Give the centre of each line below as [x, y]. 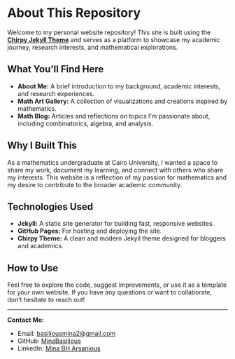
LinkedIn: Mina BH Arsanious [59, 348]
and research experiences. [56, 93]
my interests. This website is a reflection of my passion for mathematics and [117, 177]
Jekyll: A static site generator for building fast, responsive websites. [116, 224]
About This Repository [74, 13]
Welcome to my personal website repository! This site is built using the [109, 32]
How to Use [33, 268]
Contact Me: [26, 320]
